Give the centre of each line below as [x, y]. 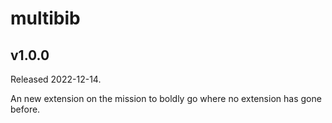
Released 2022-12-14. [56, 79]
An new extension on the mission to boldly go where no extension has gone [166, 98]
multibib [45, 18]
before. [25, 109]
